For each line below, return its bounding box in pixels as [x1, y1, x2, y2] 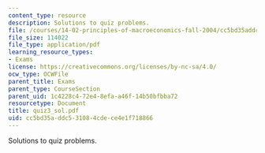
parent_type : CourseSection [8, 84, 101, 93]
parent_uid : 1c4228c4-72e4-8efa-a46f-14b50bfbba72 [8, 92, 178, 100]
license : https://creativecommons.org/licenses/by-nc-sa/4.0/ [8, 63, 217, 71]
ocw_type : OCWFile [8, 70, 69, 78]
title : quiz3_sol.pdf [8, 107, 80, 115]
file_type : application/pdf [8, 41, 101, 49]
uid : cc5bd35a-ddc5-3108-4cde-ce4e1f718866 [8, 114, 154, 122]
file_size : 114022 [8, 33, 69, 42]
